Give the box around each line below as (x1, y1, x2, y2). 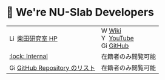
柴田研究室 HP (17, 34, 58, 43)
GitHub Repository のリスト (17, 63, 96, 72)
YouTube (109, 34, 135, 42)
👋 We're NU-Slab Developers (6, 5, 155, 19)
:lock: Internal (9, 52, 49, 60)
